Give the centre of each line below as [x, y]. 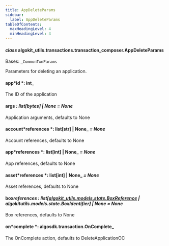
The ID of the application [31, 94]
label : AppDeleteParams [35, 19]
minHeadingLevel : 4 [31, 34]
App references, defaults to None [40, 163]
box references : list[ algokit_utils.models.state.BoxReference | [73, 198]
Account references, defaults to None [45, 140]
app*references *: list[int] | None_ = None [50, 152]
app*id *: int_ [20, 83]
